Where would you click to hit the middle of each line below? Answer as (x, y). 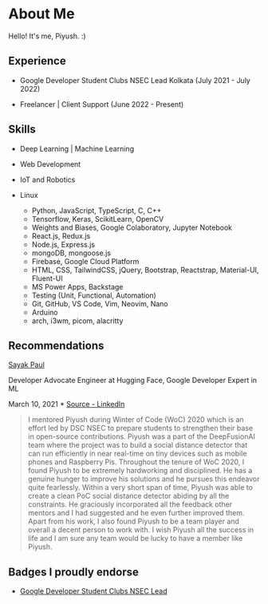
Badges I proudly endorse (74, 572)
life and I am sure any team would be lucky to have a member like (135, 539)
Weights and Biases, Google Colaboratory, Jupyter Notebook (132, 227)
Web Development (50, 164)
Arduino (45, 312)
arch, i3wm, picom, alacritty (77, 321)
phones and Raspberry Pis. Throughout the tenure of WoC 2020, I (136, 462)
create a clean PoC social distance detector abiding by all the (128, 496)
